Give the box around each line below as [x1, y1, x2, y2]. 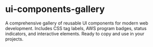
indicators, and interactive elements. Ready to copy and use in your [5, 30, 144, 36]
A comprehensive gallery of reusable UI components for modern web [5, 20, 148, 26]
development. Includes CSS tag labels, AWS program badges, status [5, 25, 147, 31]
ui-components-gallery [5, 3, 105, 15]
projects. [5, 36, 24, 42]
